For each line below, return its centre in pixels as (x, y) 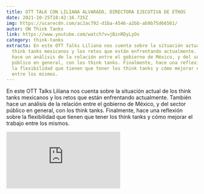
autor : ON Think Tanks (35, 29)
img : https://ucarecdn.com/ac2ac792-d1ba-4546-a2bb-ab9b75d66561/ (92, 23)
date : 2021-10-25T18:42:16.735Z (47, 18)
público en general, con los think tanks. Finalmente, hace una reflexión (95, 110)
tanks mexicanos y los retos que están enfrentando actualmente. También (99, 98)
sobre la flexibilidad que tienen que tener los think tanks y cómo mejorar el (100, 117)
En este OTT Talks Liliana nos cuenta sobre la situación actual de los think (99, 91)
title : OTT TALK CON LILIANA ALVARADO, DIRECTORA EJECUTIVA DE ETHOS (96, 12)
